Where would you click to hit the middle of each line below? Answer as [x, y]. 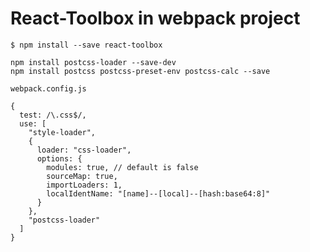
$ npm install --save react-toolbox [86, 45]
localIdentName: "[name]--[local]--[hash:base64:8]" [158, 193]
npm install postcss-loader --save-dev [93, 62]
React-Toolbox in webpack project [155, 18]
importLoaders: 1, [84, 185]
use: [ [33, 123]
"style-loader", [62, 132]
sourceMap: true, [82, 176]
